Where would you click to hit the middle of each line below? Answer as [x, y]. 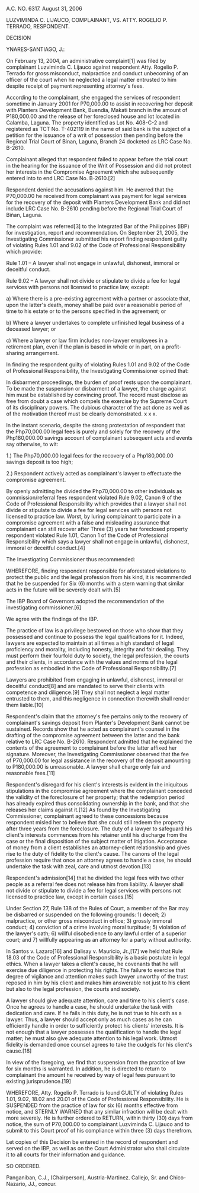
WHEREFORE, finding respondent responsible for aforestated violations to [96, 571]
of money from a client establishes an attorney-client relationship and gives [98, 847]
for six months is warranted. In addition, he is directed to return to [86, 1069]
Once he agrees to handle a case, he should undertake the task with [89, 1007]
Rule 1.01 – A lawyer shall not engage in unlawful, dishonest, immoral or [93, 263]
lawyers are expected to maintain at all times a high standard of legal [90, 643]
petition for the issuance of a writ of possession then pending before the [94, 135]
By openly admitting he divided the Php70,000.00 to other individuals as [94, 491]
